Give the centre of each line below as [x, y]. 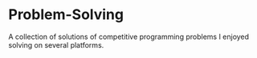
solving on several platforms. [56, 44]
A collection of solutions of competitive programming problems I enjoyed [129, 37]
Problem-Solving [66, 15]
